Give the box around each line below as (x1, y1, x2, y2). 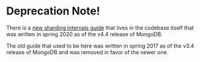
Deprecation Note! (6, 4, 101, 18)
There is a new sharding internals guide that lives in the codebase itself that (6, 24, 194, 31)
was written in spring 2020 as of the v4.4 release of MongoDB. (6, 30, 163, 37)
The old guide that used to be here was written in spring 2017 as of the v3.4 (6, 42, 195, 49)
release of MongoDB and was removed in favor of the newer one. (6, 48, 169, 55)
